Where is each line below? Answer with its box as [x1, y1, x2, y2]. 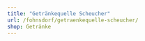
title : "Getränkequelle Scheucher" [7, 10, 111, 17]
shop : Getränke [7, 23, 52, 30]
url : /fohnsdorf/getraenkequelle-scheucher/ [7, 17, 139, 24]
